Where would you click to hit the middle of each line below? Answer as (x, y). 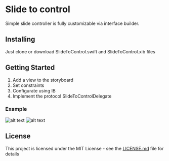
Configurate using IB (34, 90)
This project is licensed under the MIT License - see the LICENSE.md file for (85, 148)
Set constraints (28, 85)
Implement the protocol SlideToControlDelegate (62, 96)
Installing (20, 39)
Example (16, 109)
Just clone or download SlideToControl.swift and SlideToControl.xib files (80, 51)
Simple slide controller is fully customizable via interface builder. (72, 23)
